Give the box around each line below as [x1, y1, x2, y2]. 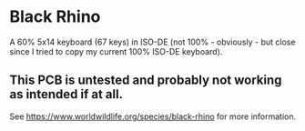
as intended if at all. [9, 86, 124, 102]
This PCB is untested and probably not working [9, 73, 282, 88]
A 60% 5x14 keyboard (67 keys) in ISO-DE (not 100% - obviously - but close [9, 36, 296, 47]
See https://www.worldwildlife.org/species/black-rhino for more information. [9, 111, 297, 122]
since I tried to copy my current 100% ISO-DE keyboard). [9, 45, 223, 56]
